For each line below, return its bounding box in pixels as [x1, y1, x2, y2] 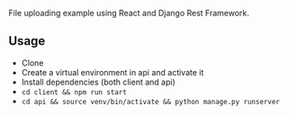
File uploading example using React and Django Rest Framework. [8, 8, 249, 18]
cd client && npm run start [21, 87, 127, 97]
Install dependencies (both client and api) [21, 76, 176, 87]
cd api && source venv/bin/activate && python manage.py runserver [21, 97, 280, 106]
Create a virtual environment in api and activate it [21, 66, 204, 77]
